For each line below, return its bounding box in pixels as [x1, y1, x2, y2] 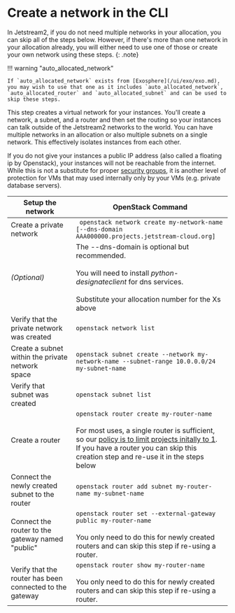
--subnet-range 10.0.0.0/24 [122, 357, 216, 365]
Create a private [10, 220, 64, 230]
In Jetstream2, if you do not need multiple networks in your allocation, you [7, 28, 222, 36]
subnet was [10, 390, 49, 400]
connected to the [10, 582, 67, 592]
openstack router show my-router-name [76, 561, 205, 569]
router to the [10, 525, 52, 535]
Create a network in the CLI [7, 5, 169, 21]
